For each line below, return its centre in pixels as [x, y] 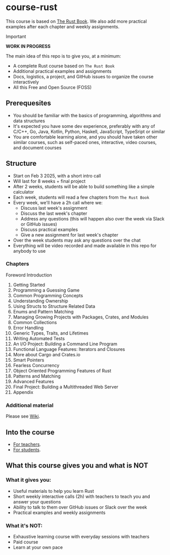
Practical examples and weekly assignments [59, 513]
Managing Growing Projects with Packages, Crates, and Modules [81, 317]
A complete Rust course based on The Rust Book [64, 66]
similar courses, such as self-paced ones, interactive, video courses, [85, 142]
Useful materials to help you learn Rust [53, 491]
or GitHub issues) [39, 224]
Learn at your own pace [38, 547]
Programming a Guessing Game [46, 290]
